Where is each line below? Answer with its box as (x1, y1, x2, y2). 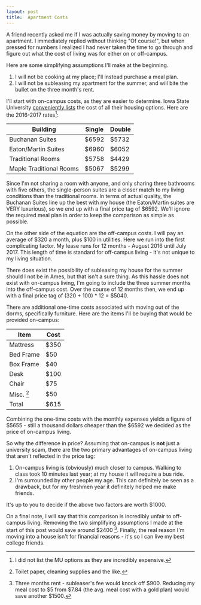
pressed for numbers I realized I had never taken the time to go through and (6, 43, 193, 51)
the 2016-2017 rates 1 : (6, 110, 59, 118)
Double (109, 125, 131, 133)
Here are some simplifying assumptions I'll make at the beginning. (6, 61, 169, 69)
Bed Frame (9, 351, 40, 359)
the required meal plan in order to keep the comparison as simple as (6, 212, 175, 219)
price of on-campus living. (6, 428, 72, 436)
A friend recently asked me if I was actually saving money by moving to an (6, 31, 190, 38)
